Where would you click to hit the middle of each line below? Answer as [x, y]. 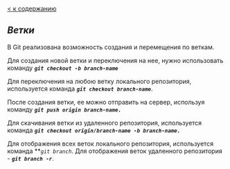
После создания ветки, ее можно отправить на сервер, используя [106, 102]
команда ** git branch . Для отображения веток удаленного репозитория [115, 151]
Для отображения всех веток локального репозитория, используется [110, 143]
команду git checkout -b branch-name [63, 68]
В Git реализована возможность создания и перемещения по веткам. [111, 47]
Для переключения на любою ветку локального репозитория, [99, 81]
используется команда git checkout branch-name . [80, 89]
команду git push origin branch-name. [64, 109]
